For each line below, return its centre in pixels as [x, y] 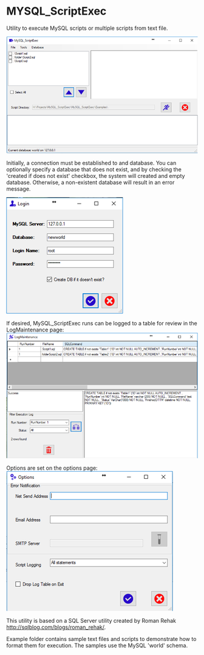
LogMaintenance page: [35, 330]
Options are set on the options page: [52, 468]
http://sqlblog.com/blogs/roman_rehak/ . [56, 627]
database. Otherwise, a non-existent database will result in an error [90, 182]
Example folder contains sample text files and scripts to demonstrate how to [101, 639]
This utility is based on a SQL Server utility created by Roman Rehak [91, 621]
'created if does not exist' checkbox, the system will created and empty [96, 176]
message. [19, 189]
